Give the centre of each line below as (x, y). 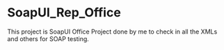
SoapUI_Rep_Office (64, 13)
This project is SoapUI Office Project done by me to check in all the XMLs (112, 32)
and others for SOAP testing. (48, 38)
